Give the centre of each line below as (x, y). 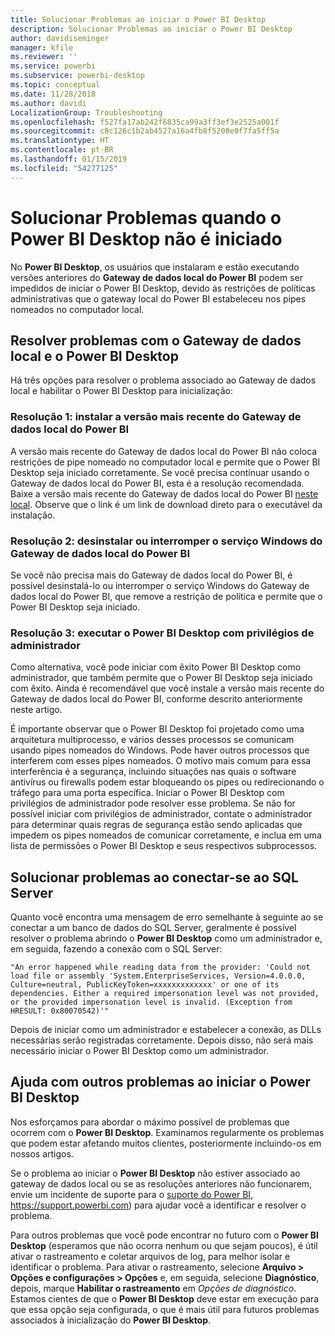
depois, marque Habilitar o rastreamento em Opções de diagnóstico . (153, 1288)
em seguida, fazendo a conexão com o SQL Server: (116, 949)
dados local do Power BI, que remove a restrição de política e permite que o (166, 596)
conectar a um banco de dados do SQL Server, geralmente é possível (153, 928)
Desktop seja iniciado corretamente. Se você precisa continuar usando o (160, 472)
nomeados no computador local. (77, 309)
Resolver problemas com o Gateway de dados (156, 340)
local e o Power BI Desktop (94, 356)
